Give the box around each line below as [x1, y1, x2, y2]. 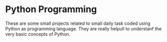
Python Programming [5, 4, 97, 15]
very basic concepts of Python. [5, 31, 71, 37]
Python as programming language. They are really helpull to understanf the [5, 25, 162, 31]
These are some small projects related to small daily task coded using [5, 20, 151, 26]
